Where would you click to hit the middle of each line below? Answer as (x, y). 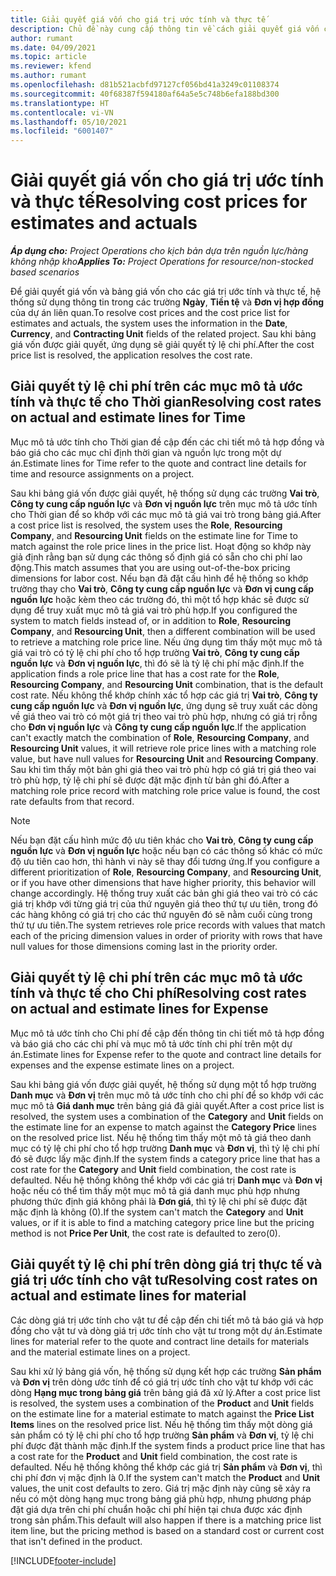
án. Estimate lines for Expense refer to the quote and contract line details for (166, 1054)
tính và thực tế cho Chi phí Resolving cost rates (158, 993)
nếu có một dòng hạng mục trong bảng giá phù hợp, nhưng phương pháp (161, 1498)
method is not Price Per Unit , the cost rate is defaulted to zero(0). (145, 1233)
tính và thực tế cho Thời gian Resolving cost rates (166, 402)
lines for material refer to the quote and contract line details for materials (160, 1341)
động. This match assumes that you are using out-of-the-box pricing (150, 567)
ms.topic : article (48, 57)
